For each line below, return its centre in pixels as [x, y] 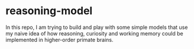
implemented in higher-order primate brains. [59, 40]
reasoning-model [49, 11]
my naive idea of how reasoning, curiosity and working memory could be [95, 33]
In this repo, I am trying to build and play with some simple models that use [97, 27]
